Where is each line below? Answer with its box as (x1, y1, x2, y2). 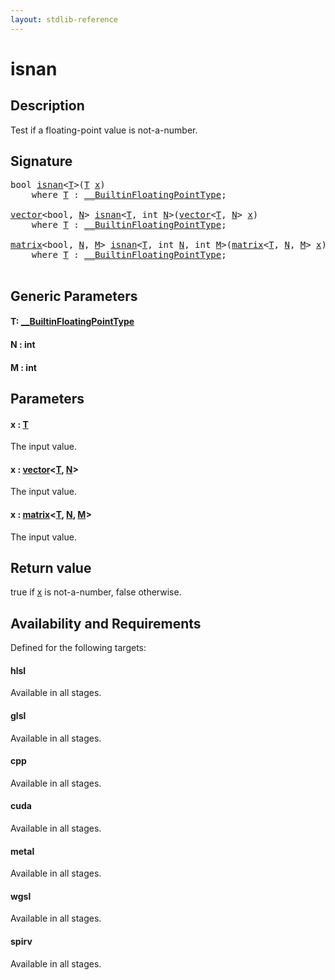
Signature (10, 153, 73, 170)
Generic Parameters (10, 287, 138, 305)
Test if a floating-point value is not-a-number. (10, 124, 198, 136)
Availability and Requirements (10, 615, 202, 632)
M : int (10, 361, 37, 373)
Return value (10, 560, 92, 576)
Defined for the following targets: (10, 642, 147, 654)
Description (10, 97, 85, 115)
